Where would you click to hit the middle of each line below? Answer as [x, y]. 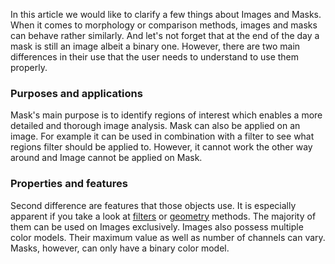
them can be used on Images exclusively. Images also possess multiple [157, 226]
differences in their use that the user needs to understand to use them [155, 57]
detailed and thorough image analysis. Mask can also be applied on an [155, 126]
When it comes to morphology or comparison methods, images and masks [164, 25]
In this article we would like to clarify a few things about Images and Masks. [166, 14]
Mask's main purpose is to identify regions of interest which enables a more [166, 115]
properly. [29, 67]
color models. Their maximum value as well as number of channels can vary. [168, 237]
